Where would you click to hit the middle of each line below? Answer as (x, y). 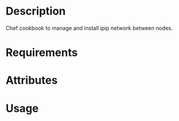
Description (36, 11)
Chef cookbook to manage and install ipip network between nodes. (89, 28)
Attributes (32, 81)
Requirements (42, 53)
